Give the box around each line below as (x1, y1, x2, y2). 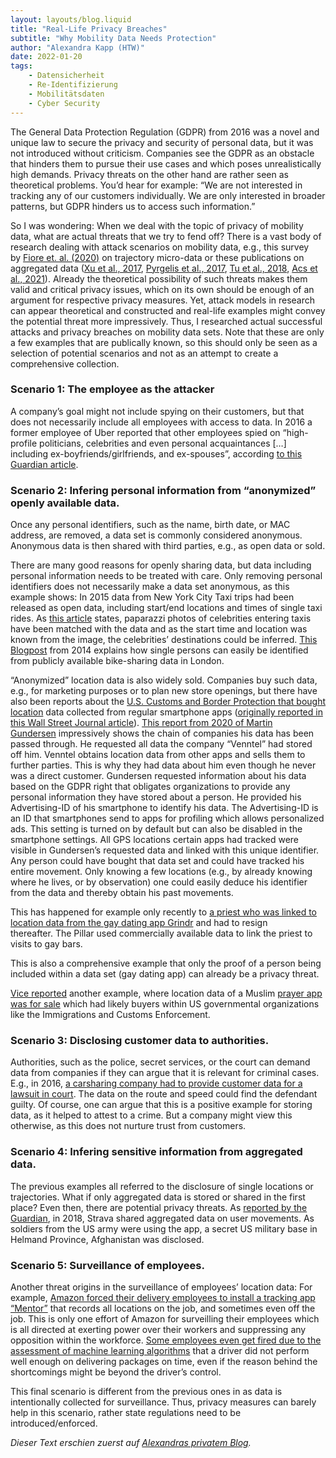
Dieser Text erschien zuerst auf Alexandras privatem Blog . (10, 1436, 252, 1448)
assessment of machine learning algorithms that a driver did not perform (10, 1344, 310, 1356)
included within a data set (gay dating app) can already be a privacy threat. (10, 968, 320, 980)
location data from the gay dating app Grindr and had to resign (10, 917, 268, 929)
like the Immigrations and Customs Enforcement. (10, 1009, 211, 1021)
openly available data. (10, 496, 120, 510)
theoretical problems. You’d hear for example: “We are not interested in (10, 179, 303, 191)
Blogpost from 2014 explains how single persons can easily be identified (10, 644, 309, 656)
